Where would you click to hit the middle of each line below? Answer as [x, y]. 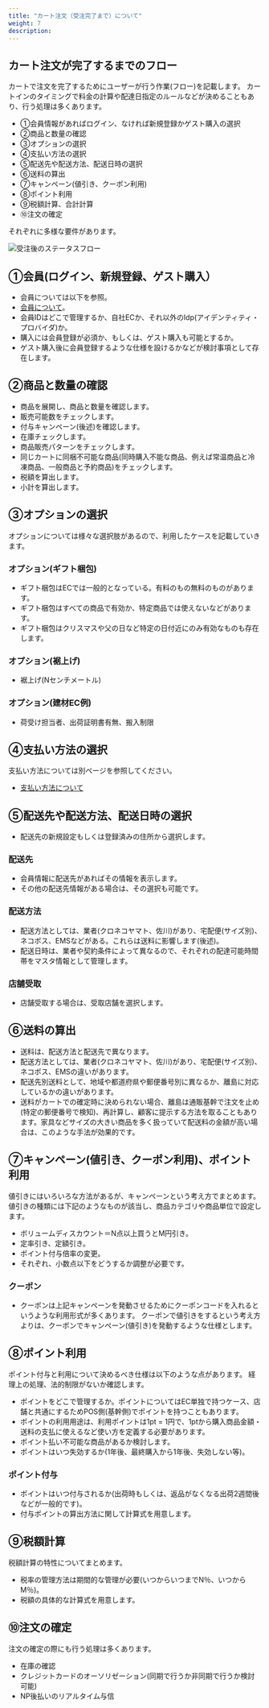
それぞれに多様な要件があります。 [64, 231]
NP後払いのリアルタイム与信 [67, 1696]
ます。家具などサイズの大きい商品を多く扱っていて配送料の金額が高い [135, 1121]
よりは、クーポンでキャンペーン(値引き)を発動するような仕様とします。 [138, 1325]
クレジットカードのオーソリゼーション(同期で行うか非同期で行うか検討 [137, 1676]
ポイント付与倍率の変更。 [62, 1253]
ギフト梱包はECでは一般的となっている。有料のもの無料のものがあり [133, 587]
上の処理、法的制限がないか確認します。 [82, 1384]
